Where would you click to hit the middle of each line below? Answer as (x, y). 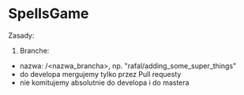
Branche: (34, 50)
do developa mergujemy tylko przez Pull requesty (100, 74)
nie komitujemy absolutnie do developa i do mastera (104, 82)
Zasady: (21, 35)
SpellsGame (49, 14)
